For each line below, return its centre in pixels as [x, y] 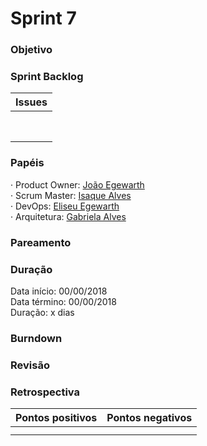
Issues [31, 102]
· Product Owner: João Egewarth [77, 184]
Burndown [36, 338]
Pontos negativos [149, 418]
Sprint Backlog [47, 77]
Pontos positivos [56, 418]
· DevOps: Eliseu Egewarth [65, 206]
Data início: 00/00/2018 [59, 291]
